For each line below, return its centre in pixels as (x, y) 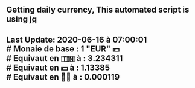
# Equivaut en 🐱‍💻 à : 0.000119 (63, 77)
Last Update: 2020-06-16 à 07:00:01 (77, 39)
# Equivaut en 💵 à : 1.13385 (58, 67)
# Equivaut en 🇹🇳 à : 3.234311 (65, 58)
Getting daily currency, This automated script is (98, 10)
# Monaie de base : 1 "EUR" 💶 (63, 49)
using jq (22, 19)
